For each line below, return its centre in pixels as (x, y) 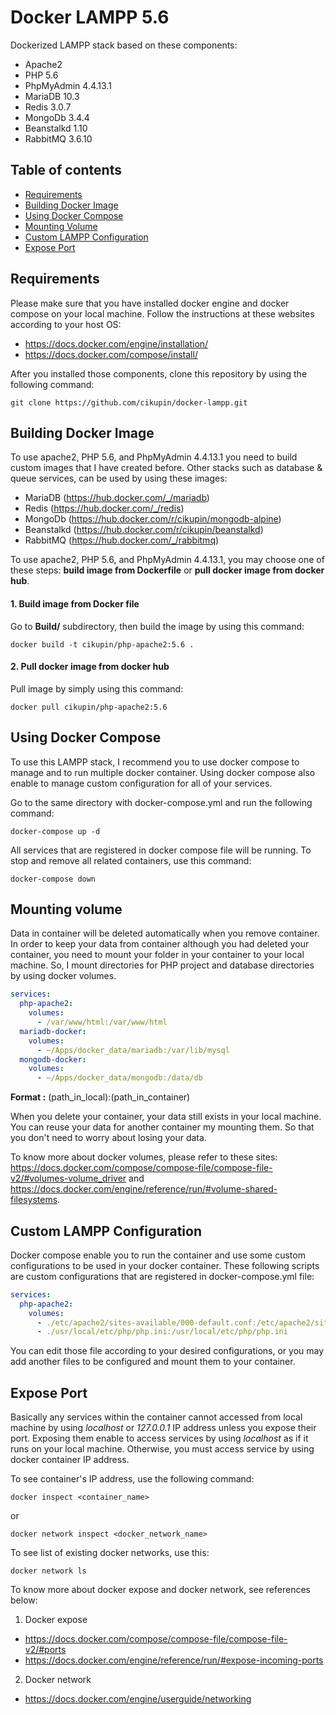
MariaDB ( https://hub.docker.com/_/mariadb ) (117, 498)
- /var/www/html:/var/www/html (102, 1022)
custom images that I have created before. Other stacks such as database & (166, 468)
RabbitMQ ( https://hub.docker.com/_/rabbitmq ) (122, 540)
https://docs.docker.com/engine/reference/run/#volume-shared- (144, 1189)
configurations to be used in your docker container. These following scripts (165, 1265)
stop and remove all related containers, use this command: (131, 860)
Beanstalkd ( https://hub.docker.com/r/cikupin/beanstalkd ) (144, 530)
